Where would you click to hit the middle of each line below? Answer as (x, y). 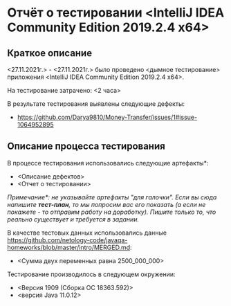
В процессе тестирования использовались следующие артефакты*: (108, 163)
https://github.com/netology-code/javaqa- (67, 240)
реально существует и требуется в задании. (73, 219)
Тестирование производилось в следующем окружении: (91, 274)
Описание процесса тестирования (86, 146)
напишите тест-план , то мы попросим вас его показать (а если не (107, 204)
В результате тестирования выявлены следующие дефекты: (96, 104)
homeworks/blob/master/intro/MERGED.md (68, 247)
